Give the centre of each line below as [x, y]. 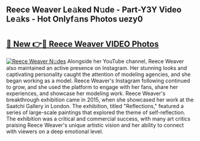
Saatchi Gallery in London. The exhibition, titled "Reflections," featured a [95, 106]
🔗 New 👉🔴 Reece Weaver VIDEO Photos [83, 44]
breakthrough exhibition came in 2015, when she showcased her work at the [100, 100]
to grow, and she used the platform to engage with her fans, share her [92, 87]
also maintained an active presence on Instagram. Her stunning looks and [97, 68]
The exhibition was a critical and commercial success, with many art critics [99, 119]
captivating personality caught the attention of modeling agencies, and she [99, 74]
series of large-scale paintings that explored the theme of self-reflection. [96, 112]
